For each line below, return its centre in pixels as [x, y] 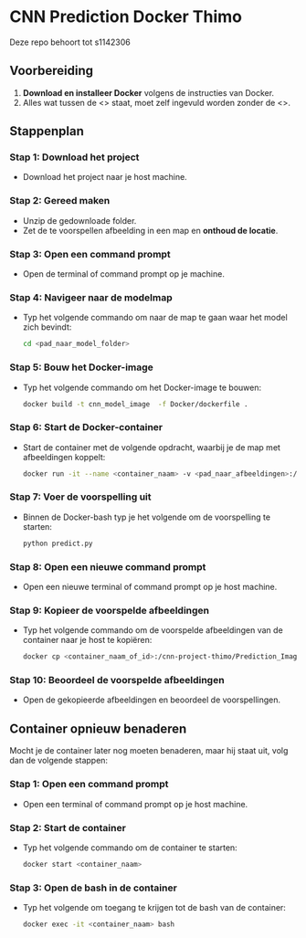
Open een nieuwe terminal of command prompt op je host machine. [150, 587]
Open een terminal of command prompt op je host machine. [135, 804]
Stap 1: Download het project [74, 157]
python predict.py [58, 543]
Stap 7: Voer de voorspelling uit [80, 497]
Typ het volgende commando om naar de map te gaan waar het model [155, 318]
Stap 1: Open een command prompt [89, 785]
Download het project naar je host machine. [105, 177]
